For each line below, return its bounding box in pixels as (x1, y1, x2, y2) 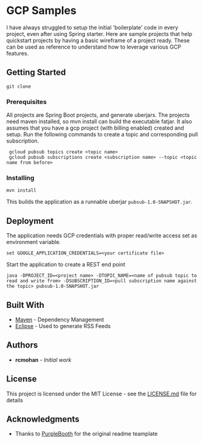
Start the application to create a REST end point (6, 261, 126, 268)
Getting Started (6, 68, 66, 78)
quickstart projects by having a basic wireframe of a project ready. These (6, 37, 190, 44)
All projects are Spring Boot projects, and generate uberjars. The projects (6, 111, 190, 119)
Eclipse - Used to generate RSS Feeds (15, 322, 111, 329)
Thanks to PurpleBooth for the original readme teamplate (15, 430, 158, 438)
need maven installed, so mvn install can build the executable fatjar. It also (6, 118, 193, 125)
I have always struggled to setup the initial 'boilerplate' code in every (6, 24, 179, 31)
